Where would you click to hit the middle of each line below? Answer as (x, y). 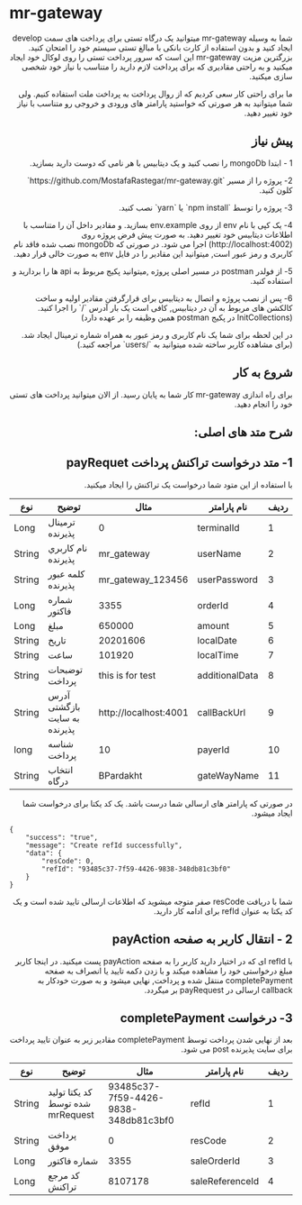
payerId (213, 749)
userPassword (228, 580)
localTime (218, 654)
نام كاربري (68, 548)
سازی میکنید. (271, 76)
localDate (218, 640)
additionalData (228, 675)
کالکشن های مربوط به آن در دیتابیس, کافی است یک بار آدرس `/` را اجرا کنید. (165, 307)
